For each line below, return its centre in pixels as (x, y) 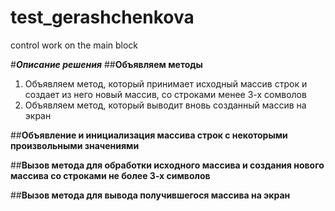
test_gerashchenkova (102, 17)
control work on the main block (74, 45)
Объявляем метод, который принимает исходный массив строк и (166, 83)
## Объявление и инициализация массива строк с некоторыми (149, 135)
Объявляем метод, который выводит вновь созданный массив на (165, 105)
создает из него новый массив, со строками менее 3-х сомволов (165, 94)
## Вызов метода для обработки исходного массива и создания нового (167, 165)
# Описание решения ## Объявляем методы (106, 64)
